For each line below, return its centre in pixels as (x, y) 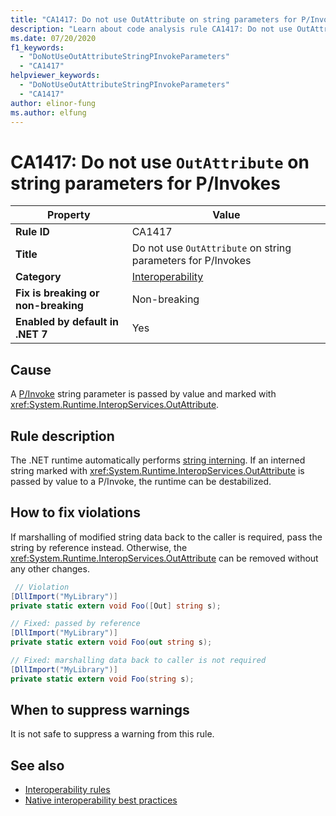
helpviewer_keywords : (55, 76)
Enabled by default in (67, 322)
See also (37, 765)
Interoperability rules (67, 790)
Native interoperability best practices (101, 800)
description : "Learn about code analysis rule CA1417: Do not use (151, 29)
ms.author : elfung (48, 112)
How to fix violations (75, 512)
